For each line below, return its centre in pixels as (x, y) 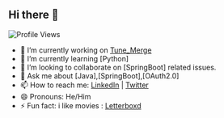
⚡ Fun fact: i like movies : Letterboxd (80, 105)
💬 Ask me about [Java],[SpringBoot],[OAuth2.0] (99, 76)
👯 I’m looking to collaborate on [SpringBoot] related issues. (118, 67)
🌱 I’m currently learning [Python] (74, 58)
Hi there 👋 (34, 15)
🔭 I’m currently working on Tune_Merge (86, 50)
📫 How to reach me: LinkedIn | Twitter (85, 85)
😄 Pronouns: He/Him (55, 96)
